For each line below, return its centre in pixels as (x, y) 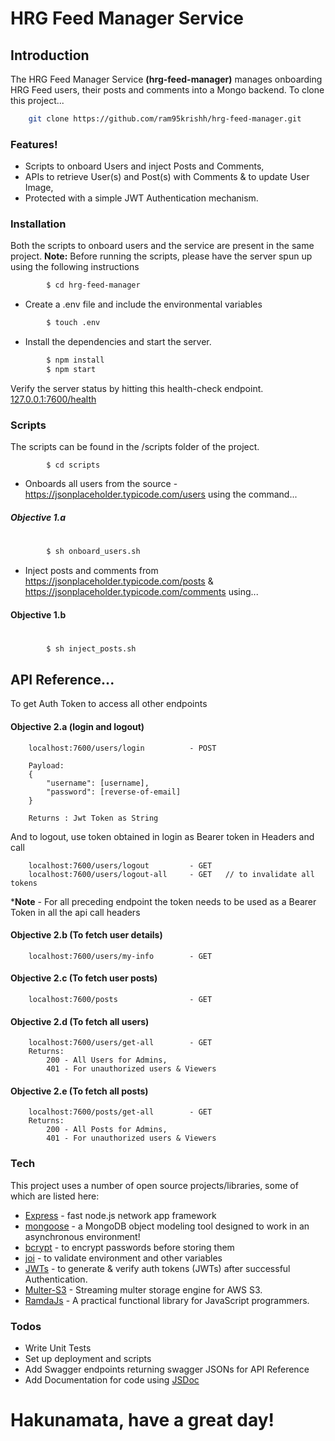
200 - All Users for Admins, (107, 1060)
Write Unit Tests (58, 1348)
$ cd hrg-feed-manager (93, 285)
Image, (39, 188)
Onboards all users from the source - (101, 484)
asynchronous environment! (82, 1236)
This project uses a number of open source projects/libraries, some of (154, 1185)
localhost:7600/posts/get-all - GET (120, 1112)
